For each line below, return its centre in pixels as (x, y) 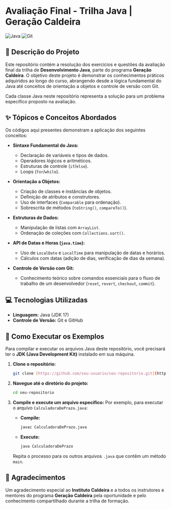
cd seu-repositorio (33, 393)
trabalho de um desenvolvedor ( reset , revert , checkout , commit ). (88, 283)
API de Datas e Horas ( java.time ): (49, 242)
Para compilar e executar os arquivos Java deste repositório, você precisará (86, 349)
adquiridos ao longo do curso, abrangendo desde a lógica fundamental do (83, 81)
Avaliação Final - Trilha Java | (69, 11)
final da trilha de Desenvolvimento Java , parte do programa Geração (78, 70)
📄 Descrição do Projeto (42, 52)
